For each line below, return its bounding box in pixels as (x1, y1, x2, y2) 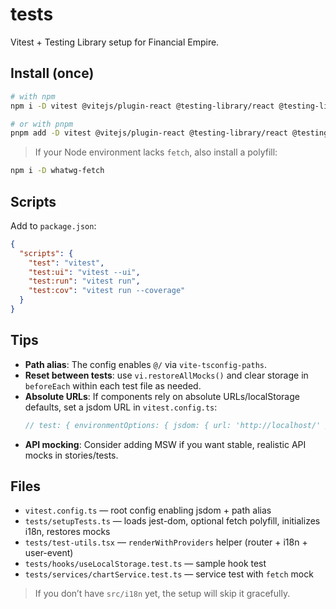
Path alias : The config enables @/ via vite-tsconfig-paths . (24, 358, 268, 370)
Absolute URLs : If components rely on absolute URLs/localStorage (24, 390, 300, 402)
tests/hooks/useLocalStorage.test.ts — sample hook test (24, 558, 267, 570)
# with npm (10, 91, 56, 102)
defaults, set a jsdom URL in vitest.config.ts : (24, 401, 218, 413)
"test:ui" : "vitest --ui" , (28, 267, 141, 277)
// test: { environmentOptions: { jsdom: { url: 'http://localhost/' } (24, 420, 330, 430)
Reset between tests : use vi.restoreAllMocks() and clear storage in (24, 369, 309, 381)
